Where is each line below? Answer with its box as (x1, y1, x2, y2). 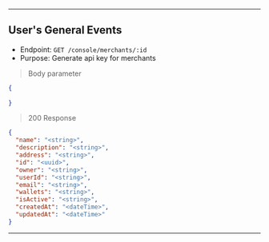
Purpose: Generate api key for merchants (19, 53, 156, 62)
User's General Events (8, 23, 122, 37)
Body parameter (27, 69, 82, 78)
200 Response (27, 113, 77, 123)
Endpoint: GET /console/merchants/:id (19, 45, 147, 54)
